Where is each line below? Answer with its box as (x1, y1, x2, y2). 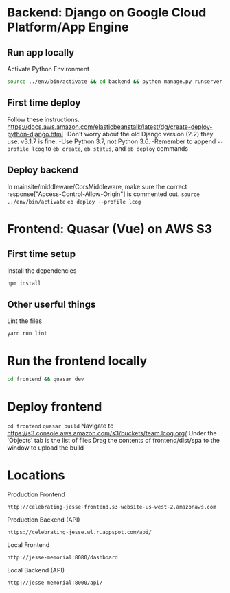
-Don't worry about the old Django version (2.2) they (64, 130, 214, 138)
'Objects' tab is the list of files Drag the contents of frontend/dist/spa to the (7, 436, 220, 444)
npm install (7, 280, 41, 287)
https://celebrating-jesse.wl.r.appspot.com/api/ (7, 529, 152, 535)
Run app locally (7, 47, 75, 58)
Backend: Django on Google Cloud (7, 5, 207, 21)
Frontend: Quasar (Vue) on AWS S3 (7, 221, 213, 237)
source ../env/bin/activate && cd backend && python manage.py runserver (7, 78, 223, 85)
